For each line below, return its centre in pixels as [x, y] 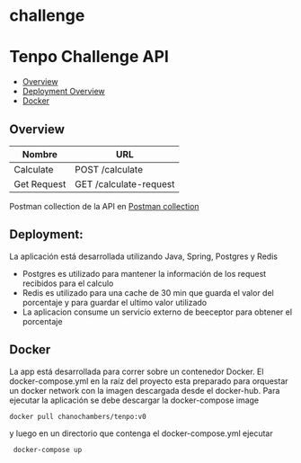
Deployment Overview [63, 92]
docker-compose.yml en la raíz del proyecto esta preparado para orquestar [149, 381]
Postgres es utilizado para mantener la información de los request [144, 273]
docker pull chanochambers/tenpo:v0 [78, 416]
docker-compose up [48, 450]
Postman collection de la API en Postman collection [104, 206]
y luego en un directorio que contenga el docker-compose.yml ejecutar [141, 433]
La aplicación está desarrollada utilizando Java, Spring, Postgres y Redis [144, 256]
